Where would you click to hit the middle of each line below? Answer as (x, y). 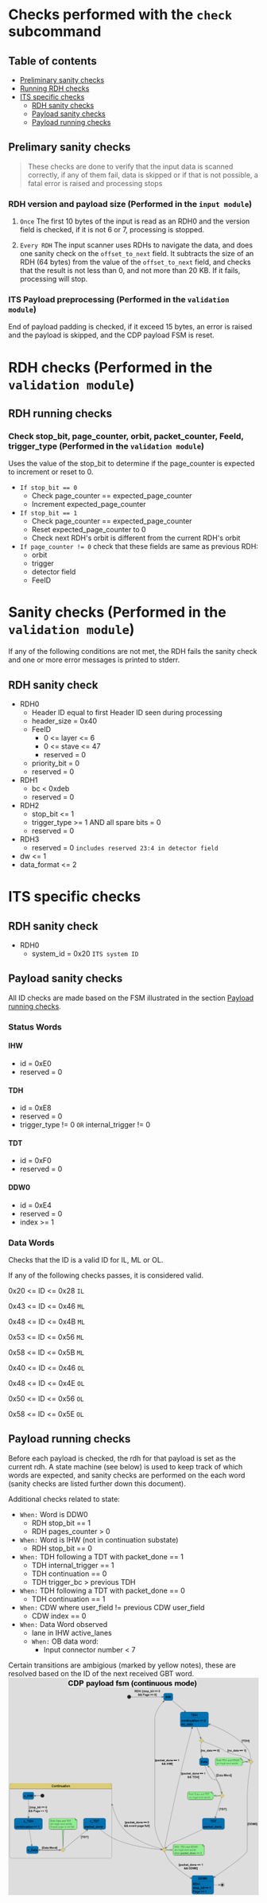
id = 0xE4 (35, 1205)
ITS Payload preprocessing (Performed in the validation (119, 300)
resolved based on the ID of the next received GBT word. (101, 1673)
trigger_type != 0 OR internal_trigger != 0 (85, 1125)
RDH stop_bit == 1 (61, 1523)
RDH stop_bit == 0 (62, 1548)
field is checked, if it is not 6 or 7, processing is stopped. (112, 230)
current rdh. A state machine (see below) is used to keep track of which (126, 1466)
